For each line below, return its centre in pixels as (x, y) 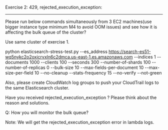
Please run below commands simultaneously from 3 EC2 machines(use (78, 21)
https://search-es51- (129, 51)
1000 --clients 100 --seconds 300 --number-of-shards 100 (90, 62)
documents (17, 62)
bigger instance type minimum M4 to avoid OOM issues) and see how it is (81, 27)
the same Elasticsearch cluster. (37, 88)
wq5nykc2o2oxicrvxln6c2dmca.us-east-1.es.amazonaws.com (69, 57)
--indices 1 (145, 57)
